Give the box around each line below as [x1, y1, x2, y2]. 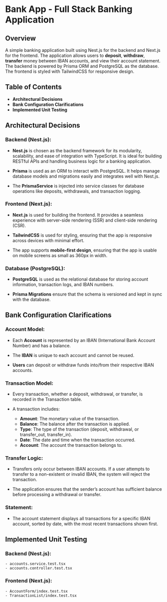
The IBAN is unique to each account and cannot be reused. [12, 352, 135, 358]
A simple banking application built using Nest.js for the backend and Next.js [5, 47, 161, 53]
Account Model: [5, 326, 45, 333]
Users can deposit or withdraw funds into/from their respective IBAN [12, 362, 155, 368]
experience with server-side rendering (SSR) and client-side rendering [12, 217, 158, 223]
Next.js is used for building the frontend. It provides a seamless [12, 212, 144, 218]
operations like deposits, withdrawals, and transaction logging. [12, 188, 141, 194]
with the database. [12, 297, 51, 302]
